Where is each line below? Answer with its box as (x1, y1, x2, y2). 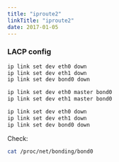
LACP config (7, 47, 52, 57)
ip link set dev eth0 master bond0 (7, 89, 113, 96)
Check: (7, 134, 28, 142)
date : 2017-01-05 (7, 23, 59, 30)
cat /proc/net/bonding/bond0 (7, 148, 93, 155)
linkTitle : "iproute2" (7, 17, 74, 24)
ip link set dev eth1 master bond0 (7, 96, 113, 103)
